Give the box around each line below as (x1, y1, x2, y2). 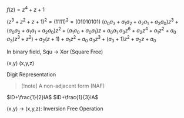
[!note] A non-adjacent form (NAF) (21, 82, 105, 90)
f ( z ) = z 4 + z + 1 (6, 5, 45, 13)
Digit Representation (6, 71, 56, 78)
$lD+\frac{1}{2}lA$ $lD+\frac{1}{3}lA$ (6, 94, 99, 101)
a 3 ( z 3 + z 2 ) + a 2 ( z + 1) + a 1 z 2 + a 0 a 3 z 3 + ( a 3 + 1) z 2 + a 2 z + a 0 (6, 35, 156, 44)
